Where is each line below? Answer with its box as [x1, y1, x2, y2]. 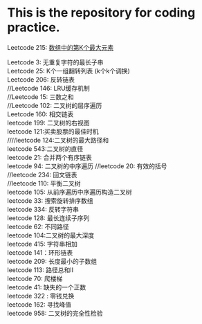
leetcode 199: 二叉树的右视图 [7, 118, 90, 127]
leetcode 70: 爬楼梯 [7, 274, 63, 282]
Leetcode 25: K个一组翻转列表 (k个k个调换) [7, 66, 130, 75]
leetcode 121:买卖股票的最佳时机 [7, 127, 99, 136]
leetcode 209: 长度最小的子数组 [7, 257, 98, 265]
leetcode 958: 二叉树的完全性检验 [7, 309, 103, 317]
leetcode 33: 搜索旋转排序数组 [7, 196, 93, 205]
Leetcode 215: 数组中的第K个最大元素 [7, 43, 114, 51]
